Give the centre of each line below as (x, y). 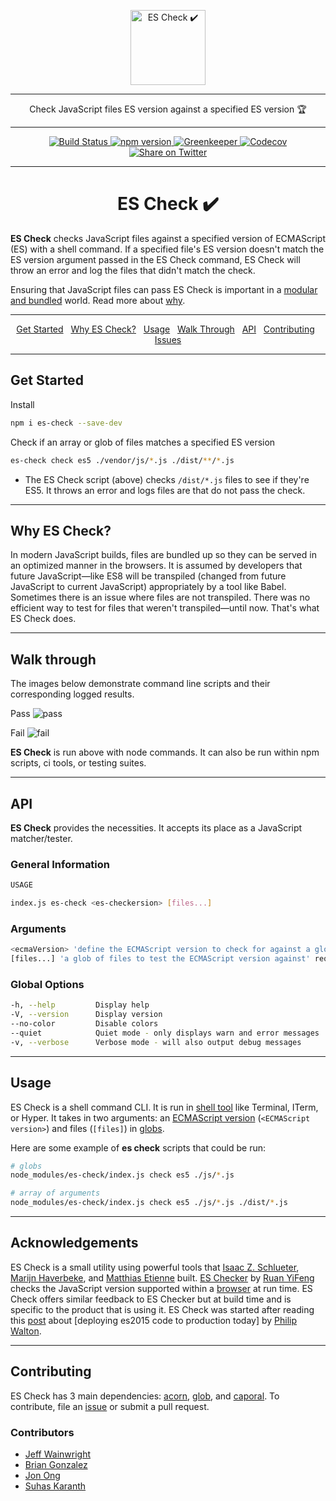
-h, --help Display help (80, 1005)
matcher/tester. (41, 838)
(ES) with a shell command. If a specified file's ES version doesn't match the (167, 249)
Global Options (47, 984)
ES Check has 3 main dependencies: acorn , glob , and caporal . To (145, 1396)
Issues (168, 339)
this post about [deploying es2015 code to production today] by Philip (154, 1320)
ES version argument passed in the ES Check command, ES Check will (155, 259)
